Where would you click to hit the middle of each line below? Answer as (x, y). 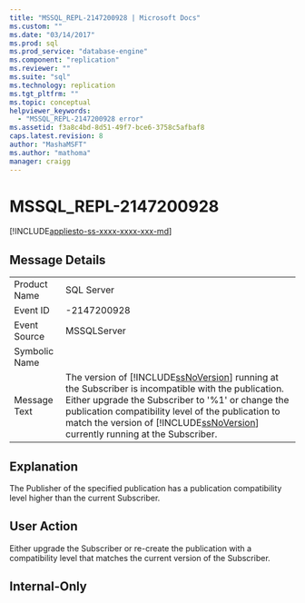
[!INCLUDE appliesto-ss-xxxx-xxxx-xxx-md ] (91, 232)
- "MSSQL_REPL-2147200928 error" (81, 119)
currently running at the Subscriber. (141, 434)
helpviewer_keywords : (50, 111)
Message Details (58, 260)
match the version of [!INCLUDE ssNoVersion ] (162, 423)
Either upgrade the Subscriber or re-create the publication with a (131, 548)
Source (30, 337)
